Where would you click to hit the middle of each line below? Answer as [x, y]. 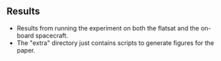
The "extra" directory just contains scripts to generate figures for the [115, 43]
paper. [26, 50]
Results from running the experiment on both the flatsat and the [108, 28]
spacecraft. [52, 35]
